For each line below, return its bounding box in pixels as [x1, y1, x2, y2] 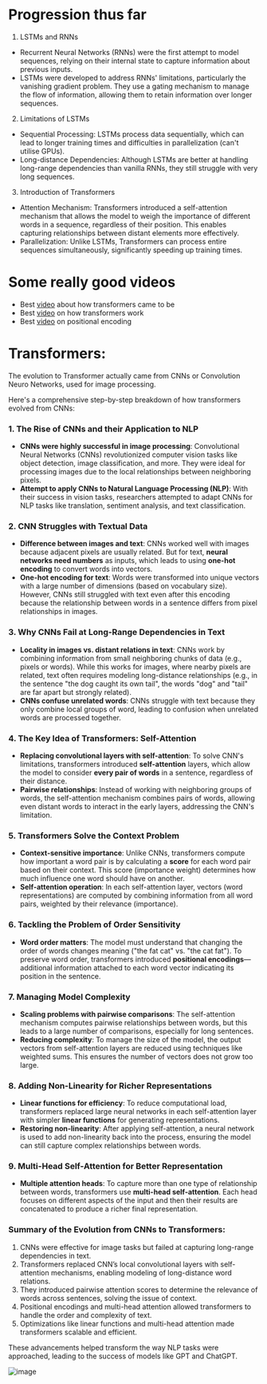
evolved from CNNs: [8, 403, 76, 413]
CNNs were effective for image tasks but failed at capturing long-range [19, 1242, 254, 1251]
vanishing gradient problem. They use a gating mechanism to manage [19, 81, 249, 91]
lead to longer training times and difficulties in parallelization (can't [19, 137, 239, 147]
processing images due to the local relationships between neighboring [19, 467, 251, 477]
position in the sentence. [19, 971, 101, 981]
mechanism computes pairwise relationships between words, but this [19, 1017, 248, 1027]
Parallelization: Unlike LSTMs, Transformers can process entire [19, 236, 227, 246]
